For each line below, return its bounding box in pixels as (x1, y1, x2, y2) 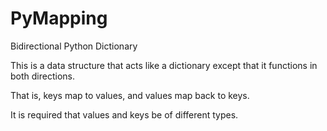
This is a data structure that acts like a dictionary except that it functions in (10, 59, 318, 71)
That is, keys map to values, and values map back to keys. (10, 89, 250, 101)
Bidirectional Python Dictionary (10, 40, 138, 52)
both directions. (10, 70, 75, 82)
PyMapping (10, 7, 108, 30)
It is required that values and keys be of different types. (10, 108, 239, 121)
